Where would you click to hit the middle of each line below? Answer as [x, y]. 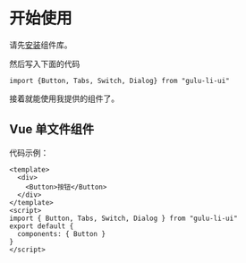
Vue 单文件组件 [52, 129]
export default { [42, 226]
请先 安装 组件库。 [41, 45]
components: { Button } [61, 233]
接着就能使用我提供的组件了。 [64, 98]
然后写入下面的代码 [45, 64]
